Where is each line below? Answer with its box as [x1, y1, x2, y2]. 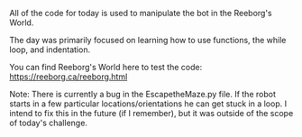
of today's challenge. [9, 117, 88, 128]
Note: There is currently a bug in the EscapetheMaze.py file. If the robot [9, 89, 277, 99]
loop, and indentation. [9, 44, 91, 55]
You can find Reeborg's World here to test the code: [9, 62, 203, 72]
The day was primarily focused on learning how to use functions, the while [9, 35, 287, 45]
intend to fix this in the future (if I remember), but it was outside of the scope [9, 108, 294, 118]
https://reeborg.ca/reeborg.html [9, 71, 128, 82]
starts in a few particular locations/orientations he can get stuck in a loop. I [9, 98, 287, 109]
